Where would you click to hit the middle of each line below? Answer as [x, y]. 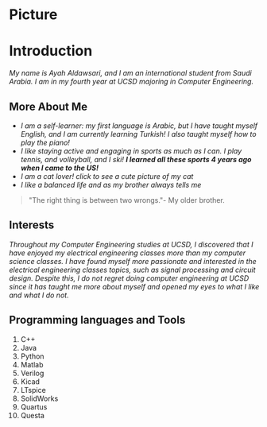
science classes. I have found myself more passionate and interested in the [133, 261]
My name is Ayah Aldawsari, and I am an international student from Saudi [131, 73]
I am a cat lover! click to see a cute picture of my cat [107, 176]
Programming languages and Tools [97, 320]
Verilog [32, 373]
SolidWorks [39, 398]
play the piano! [45, 142]
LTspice [33, 390]
